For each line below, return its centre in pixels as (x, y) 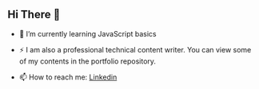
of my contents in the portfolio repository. (88, 61)
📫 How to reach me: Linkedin (68, 77)
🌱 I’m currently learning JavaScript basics (88, 33)
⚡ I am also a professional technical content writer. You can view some (135, 49)
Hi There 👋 (34, 15)
